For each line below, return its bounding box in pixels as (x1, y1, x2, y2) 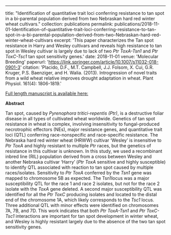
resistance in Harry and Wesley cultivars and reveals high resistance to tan (5, 43, 162, 48)
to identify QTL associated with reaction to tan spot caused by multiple (5, 164, 154, 170)
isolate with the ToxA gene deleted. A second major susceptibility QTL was (5, 186, 162, 192)
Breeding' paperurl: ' (5, 59, 49, 65)
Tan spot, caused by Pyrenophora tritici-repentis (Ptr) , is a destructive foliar (5, 110, 164, 116)
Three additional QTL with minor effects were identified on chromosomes (5, 202, 159, 208)
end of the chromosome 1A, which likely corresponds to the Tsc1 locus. (5, 197, 154, 203)
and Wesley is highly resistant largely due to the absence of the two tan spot (5, 219, 166, 224)
